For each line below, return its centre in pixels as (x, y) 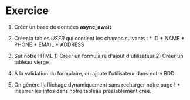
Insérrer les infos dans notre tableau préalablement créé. (83, 91)
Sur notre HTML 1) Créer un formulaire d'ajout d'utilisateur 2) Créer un (99, 56)
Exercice (27, 11)
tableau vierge (31, 62)
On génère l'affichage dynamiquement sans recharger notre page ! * (97, 85)
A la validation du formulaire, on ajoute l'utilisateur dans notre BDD (94, 73)
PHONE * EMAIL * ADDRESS (49, 44)
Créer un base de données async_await (63, 27)
